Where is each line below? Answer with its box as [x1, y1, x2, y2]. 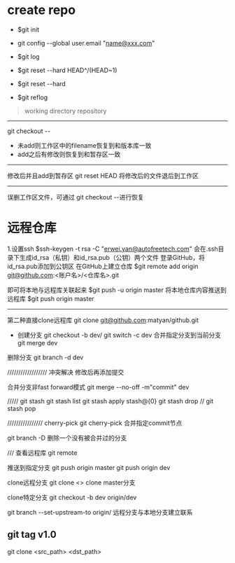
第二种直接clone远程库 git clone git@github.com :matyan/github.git [7, 316, 199, 324]
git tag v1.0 [7, 529, 57, 541]
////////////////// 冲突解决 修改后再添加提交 [7, 368, 124, 376]
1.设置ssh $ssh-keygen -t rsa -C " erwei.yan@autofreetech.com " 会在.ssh [7, 244, 218, 253]
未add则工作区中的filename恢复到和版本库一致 [17, 141, 152, 149]
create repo [7, 2, 76, 18]
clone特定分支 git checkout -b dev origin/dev [7, 493, 137, 501]
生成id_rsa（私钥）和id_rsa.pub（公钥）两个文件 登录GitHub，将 [19, 253, 205, 261]
